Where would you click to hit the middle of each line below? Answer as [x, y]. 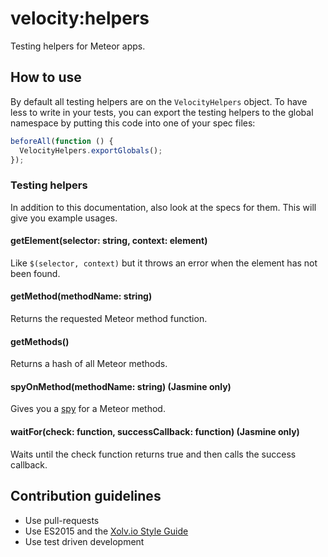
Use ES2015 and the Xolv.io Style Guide [106, 531]
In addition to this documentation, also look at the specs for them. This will [163, 207]
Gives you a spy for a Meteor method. [88, 409]
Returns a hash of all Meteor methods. [89, 364]
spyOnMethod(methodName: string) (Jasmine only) [121, 386]
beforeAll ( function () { [62, 141]
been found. [35, 273]
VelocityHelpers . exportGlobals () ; [91, 150]
